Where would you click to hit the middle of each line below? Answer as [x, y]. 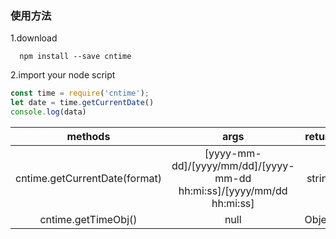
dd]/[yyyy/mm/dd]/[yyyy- [233, 165]
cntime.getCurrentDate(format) [88, 178]
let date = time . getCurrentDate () [82, 103]
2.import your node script [63, 75]
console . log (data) [48, 112]
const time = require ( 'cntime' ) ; [80, 93]
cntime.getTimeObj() [88, 219]
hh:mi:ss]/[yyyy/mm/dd [233, 190]
